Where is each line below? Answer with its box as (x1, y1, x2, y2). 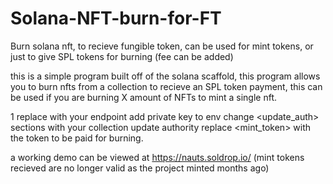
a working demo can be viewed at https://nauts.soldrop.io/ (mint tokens (10, 151, 305, 163)
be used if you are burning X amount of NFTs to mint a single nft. (10, 91, 277, 103)
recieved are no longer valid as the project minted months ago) (10, 162, 270, 174)
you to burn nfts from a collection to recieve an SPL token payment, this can (10, 80, 323, 92)
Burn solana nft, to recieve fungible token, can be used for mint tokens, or (10, 40, 314, 52)
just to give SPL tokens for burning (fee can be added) (10, 50, 234, 62)
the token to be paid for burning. (10, 132, 144, 144)
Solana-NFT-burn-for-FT (10, 7, 222, 30)
